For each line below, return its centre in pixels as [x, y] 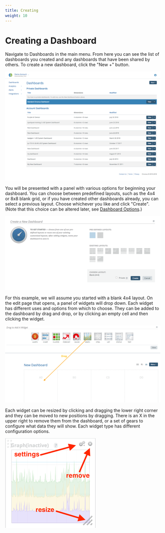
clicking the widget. [25, 319]
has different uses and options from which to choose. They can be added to [82, 309]
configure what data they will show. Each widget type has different [73, 426]
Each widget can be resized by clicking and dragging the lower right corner [82, 410]
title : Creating [22, 10]
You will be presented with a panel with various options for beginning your [81, 188]
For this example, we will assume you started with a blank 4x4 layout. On [79, 298]
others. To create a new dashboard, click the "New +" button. [67, 65]
